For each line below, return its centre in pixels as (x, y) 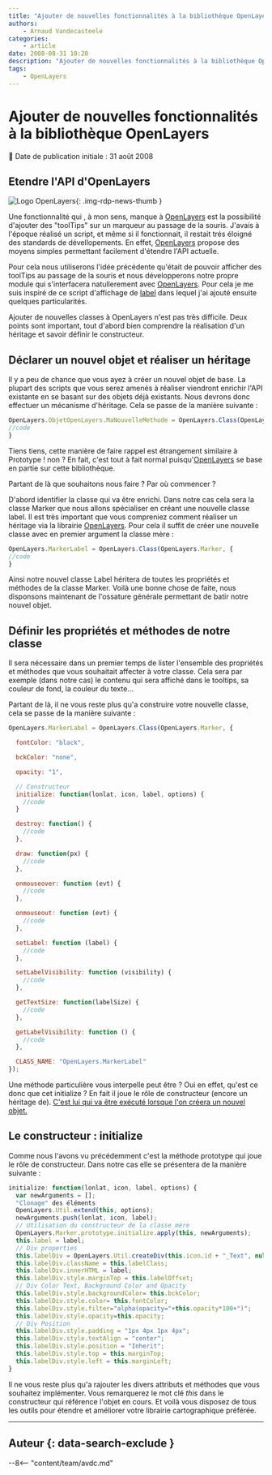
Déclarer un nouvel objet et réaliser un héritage (130, 360)
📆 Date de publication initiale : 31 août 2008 (81, 156)
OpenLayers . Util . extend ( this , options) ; (85, 1211)
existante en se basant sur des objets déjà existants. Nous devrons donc (130, 397)
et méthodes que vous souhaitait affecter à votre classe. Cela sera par (125, 672)
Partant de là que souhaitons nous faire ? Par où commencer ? (112, 484)
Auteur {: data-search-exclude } (91, 1444)
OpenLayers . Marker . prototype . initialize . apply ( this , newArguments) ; (134, 1233)
